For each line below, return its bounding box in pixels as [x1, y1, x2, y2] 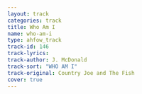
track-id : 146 [7, 43, 50, 50]
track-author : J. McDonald [7, 57, 87, 64]
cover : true [7, 76, 43, 83]
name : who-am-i [7, 30, 53, 37]
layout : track [7, 10, 50, 18]
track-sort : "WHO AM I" [7, 63, 78, 70]
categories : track [7, 17, 62, 24]
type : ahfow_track [7, 37, 62, 44]
